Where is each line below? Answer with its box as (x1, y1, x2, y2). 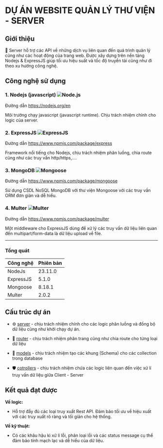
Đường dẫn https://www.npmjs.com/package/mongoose (5, 178, 118, 184)
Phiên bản (38, 259, 62, 266)
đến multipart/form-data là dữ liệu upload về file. (5, 230, 102, 236)
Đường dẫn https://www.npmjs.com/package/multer (5, 216, 109, 222)
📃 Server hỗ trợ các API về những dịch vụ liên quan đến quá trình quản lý (5, 48, 151, 53)
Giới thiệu (5, 34, 35, 43)
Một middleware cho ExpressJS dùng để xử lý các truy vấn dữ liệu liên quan (5, 225, 157, 231)
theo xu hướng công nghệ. (5, 63, 58, 69)
